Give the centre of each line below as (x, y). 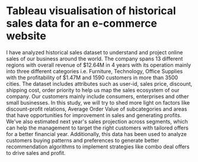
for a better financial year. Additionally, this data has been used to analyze (96, 134)
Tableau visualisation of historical (91, 11)
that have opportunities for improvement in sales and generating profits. (94, 115)
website (26, 36)
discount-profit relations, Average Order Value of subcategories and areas (97, 109)
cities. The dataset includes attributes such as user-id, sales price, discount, (99, 83)
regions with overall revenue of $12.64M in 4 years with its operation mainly (99, 65)
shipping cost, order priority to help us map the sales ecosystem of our (93, 90)
